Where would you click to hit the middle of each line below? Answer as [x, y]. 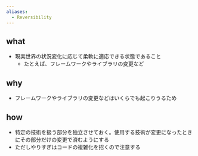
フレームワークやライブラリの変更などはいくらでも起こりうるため [96, 98]
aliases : [17, 12]
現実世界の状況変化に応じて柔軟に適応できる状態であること [88, 57]
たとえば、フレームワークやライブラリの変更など [84, 64]
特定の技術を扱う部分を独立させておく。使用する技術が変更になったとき [103, 132]
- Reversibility [32, 17]
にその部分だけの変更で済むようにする [62, 139]
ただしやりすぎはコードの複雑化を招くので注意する [78, 147]
